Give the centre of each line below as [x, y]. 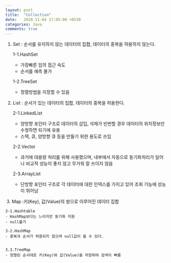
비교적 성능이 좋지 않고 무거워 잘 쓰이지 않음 [69, 163]
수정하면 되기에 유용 [40, 130]
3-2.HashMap [18, 231]
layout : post [19, 10]
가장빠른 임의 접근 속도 [43, 65]
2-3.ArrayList [27, 174]
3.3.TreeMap [18, 250]
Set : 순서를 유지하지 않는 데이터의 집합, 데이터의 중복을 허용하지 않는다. [84, 44]
